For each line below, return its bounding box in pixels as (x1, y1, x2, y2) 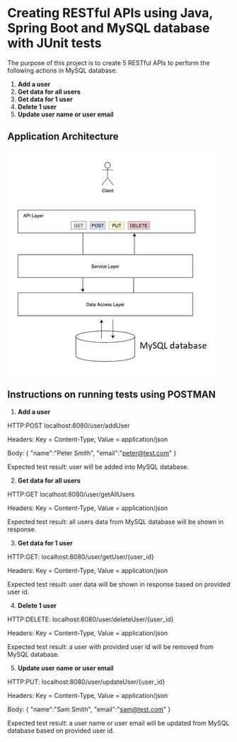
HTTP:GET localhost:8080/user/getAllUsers (7, 489, 135, 498)
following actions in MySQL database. (7, 66, 118, 74)
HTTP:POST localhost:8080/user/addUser (7, 421, 130, 430)
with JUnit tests (7, 35, 102, 51)
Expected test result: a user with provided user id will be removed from (7, 642, 214, 650)
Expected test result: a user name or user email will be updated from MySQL (7, 719, 230, 727)
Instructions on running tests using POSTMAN (7, 389, 216, 401)
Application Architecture (7, 131, 119, 143)
